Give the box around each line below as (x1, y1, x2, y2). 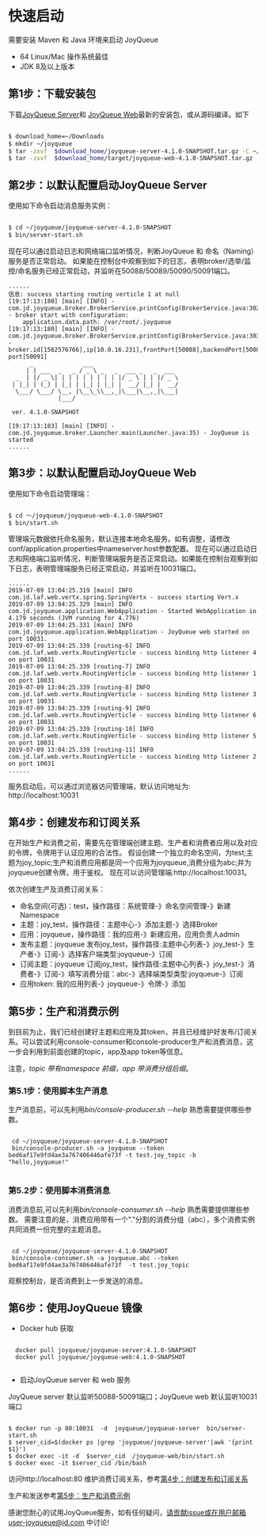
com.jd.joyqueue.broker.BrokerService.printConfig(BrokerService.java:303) (8, 332, 264, 340)
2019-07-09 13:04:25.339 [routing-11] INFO (8, 746, 154, 754)
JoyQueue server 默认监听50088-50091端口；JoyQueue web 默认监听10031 (8, 1392, 257, 1402)
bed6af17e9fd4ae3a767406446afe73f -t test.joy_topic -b (8, 1152, 196, 1160)
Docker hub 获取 (19, 1324, 74, 1333)
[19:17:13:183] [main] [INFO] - (8, 421, 115, 430)
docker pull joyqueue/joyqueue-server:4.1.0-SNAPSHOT (15, 1346, 196, 1354)
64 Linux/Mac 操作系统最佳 (19, 51, 109, 61)
